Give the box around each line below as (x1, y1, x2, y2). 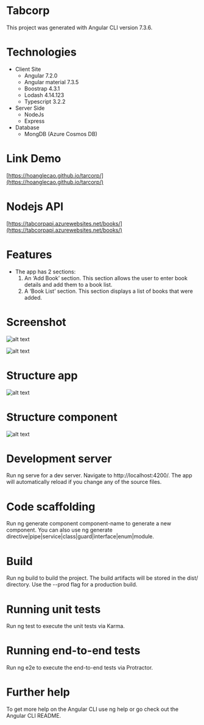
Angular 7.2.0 (24, 71, 58, 79)
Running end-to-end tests (6, 644, 141, 658)
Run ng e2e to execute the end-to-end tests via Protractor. (6, 664, 153, 671)
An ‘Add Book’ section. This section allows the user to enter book (24, 274, 188, 281)
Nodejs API (6, 200, 64, 214)
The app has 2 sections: (15, 268, 76, 275)
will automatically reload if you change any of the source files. (6, 478, 162, 486)
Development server (6, 452, 112, 466)
